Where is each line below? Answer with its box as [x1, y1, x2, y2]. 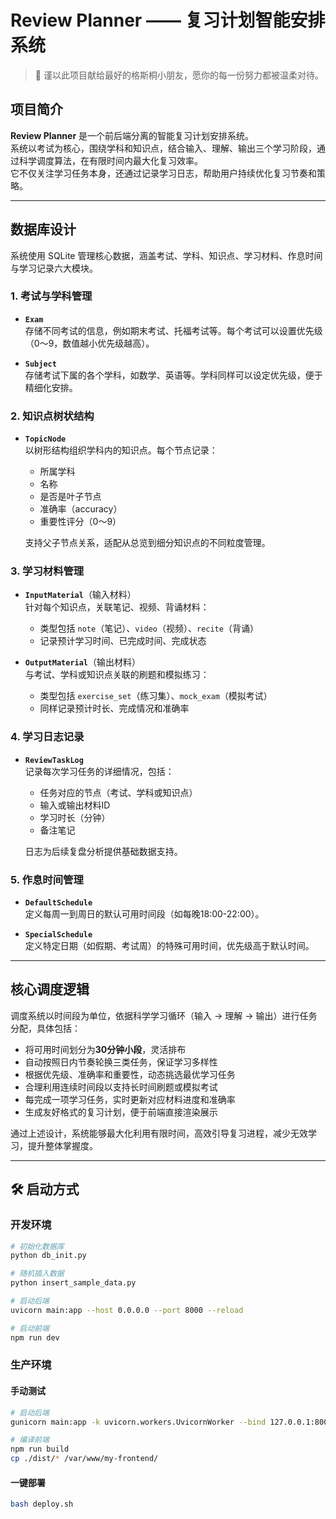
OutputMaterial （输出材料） [24, 656, 142, 668]
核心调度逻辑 [10, 981, 90, 998]
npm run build [10, 1444, 70, 1455]
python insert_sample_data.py [10, 1278, 137, 1288]
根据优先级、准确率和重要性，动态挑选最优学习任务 [24, 1068, 236, 1080]
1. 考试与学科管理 [10, 289, 93, 303]
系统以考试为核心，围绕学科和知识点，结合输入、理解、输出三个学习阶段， [10, 142, 317, 154]
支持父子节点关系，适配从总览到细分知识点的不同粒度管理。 [24, 537, 271, 549]
